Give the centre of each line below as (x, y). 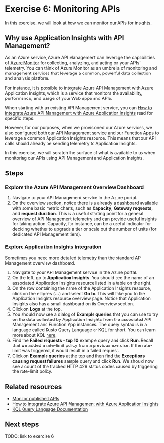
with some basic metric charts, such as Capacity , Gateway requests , (82, 208)
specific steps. (20, 118)
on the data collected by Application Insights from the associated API (82, 319)
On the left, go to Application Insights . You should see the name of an (83, 277)
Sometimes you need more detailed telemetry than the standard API (73, 258)
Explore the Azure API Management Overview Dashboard (75, 187)
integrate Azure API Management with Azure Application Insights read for (79, 113)
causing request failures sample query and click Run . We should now (83, 361)
